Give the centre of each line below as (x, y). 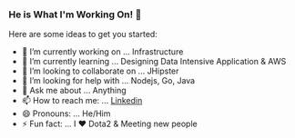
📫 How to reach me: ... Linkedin (82, 101)
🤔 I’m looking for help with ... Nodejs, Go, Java (108, 81)
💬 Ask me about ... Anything (74, 91)
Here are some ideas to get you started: (83, 34)
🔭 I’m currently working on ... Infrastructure (102, 52)
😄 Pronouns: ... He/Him (66, 113)
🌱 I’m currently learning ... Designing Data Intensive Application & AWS (154, 62)
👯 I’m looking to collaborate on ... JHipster (100, 71)
